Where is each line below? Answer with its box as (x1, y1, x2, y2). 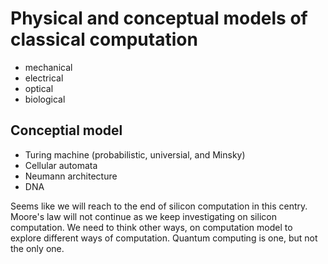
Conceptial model (10, 122, 123, 139)
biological (24, 93, 66, 105)
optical (24, 82, 54, 94)
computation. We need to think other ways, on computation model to (10, 221, 293, 233)
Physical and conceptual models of (10, 7, 308, 30)
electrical (24, 72, 64, 84)
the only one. (10, 242, 65, 254)
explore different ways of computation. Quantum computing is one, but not (10, 232, 318, 244)
